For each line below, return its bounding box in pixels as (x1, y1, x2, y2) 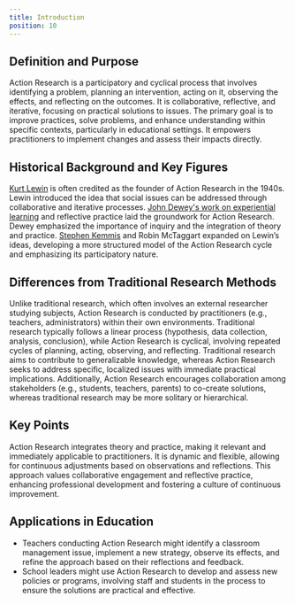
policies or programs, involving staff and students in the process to (21, 575, 266, 585)
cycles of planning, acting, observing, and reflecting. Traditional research (9, 345, 276, 355)
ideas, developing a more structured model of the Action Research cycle (9, 240, 272, 251)
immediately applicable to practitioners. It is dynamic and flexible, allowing (9, 451, 280, 461)
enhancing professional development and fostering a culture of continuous (9, 479, 281, 490)
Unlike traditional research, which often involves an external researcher (9, 298, 269, 308)
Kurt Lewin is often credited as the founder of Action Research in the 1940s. (9, 183, 285, 194)
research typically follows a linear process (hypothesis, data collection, (9, 326, 268, 337)
